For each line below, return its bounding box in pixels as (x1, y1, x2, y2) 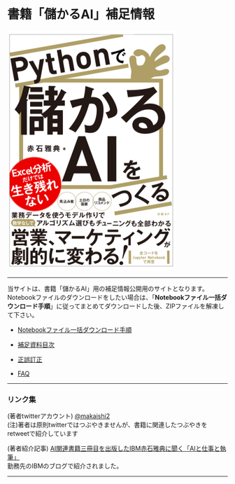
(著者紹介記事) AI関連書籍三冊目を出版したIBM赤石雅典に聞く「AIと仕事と (7, 444, 220, 452)
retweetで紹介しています (7, 429, 78, 438)
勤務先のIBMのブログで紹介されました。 (7, 462, 123, 470)
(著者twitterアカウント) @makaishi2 (7, 412, 111, 420)
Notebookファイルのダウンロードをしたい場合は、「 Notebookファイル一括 (7, 293, 222, 301)
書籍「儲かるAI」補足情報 (7, 6, 155, 22)
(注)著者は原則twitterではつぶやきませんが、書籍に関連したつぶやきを (7, 421, 208, 429)
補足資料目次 (17, 340, 55, 349)
